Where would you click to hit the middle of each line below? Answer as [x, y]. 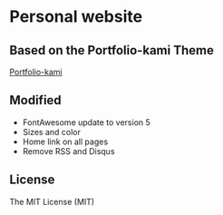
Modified [35, 100]
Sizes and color [52, 132]
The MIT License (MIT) [52, 201]
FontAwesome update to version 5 [87, 122]
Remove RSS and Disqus [68, 151]
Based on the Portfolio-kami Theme [112, 50]
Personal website [76, 17]
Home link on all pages [65, 142]
